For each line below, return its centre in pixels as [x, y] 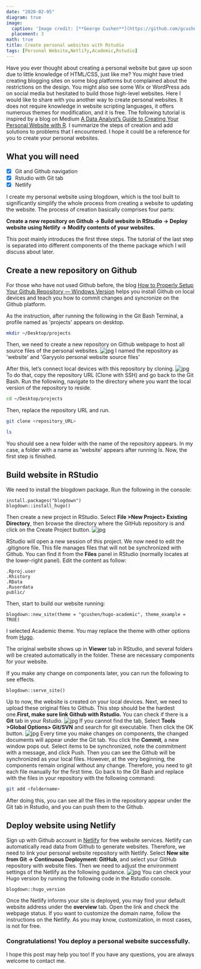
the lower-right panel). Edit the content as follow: [66, 560]
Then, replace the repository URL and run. [58, 410]
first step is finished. [31, 457]
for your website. [27, 661]
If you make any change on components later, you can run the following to [98, 673]
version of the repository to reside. [49, 388]
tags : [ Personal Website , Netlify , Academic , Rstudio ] [72, 51]
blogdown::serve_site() [36, 690]
